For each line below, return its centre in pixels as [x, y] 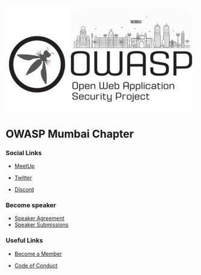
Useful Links [24, 240]
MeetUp [24, 166]
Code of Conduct [36, 265]
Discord [24, 190]
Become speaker [31, 205]
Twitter [23, 178]
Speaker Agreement [39, 218]
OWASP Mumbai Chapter [70, 134]
